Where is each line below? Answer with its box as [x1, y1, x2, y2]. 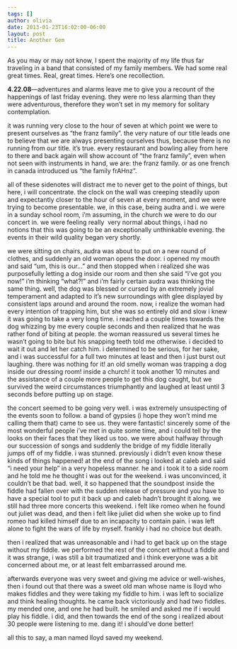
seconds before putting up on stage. [7, 390, 114, 399]
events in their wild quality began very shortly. [7, 233, 142, 242]
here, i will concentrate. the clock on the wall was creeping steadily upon [7, 188, 220, 196]
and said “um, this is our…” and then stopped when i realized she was [7, 262, 210, 270]
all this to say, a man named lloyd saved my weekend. [7, 633, 164, 642]
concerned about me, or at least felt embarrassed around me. [7, 561, 187, 570]
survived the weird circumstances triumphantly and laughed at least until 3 [7, 382, 225, 391]
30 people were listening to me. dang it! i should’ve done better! [7, 620, 194, 628]
